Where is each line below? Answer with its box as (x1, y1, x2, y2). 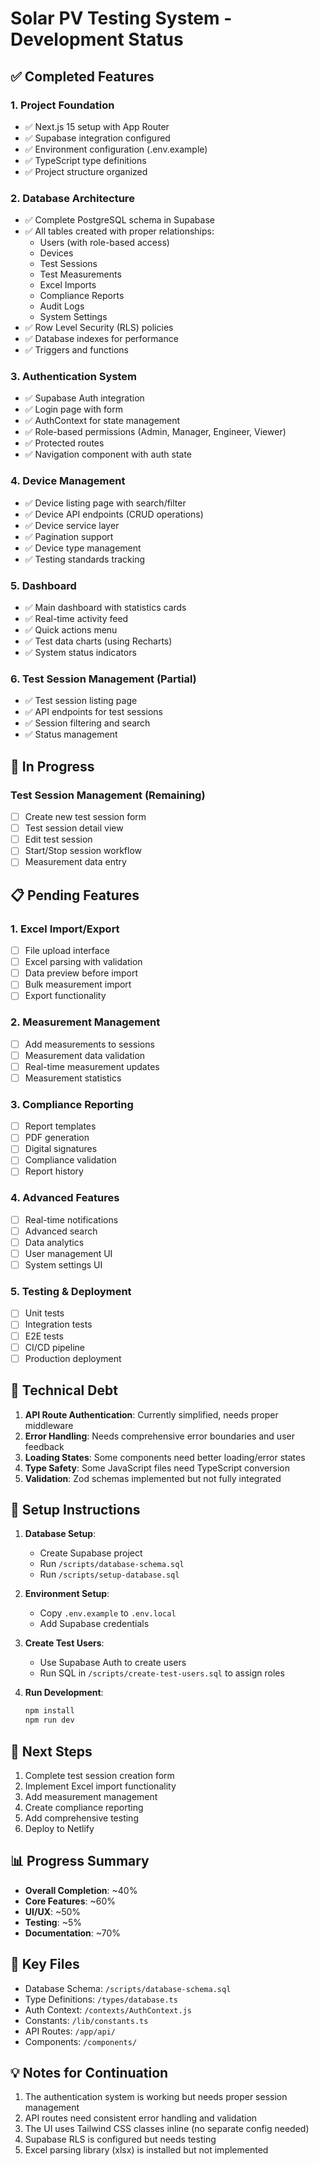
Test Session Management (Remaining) (10, 788, 206, 802)
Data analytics (24, 1236, 85, 1248)
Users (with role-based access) (39, 237, 170, 249)
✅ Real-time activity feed (24, 613, 129, 625)
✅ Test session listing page (24, 695, 138, 707)
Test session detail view (24, 822, 124, 834)
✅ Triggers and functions (24, 344, 129, 356)
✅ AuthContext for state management (24, 415, 181, 427)
